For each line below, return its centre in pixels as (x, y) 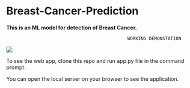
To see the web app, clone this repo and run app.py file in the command (95, 60)
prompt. (16, 67)
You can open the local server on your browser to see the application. (93, 78)
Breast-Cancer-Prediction (72, 11)
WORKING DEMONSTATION (154, 38)
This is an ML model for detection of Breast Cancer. (72, 28)
